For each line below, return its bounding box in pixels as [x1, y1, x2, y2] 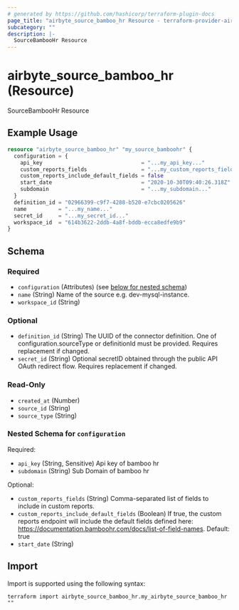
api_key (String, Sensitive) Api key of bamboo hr [17, 459, 159, 467]
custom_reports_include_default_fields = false [20, 172, 164, 180]
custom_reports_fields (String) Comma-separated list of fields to [17, 494, 209, 502]
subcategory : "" [7, 24, 55, 31]
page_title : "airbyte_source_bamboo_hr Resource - [7, 17, 161, 24]
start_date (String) [17, 539, 74, 548]
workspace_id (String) [17, 297, 80, 306]
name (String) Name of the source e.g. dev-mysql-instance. [17, 290, 190, 299]
